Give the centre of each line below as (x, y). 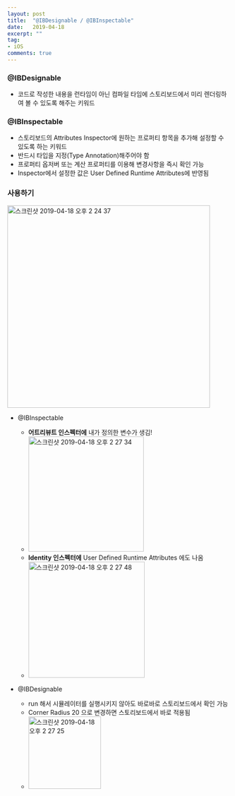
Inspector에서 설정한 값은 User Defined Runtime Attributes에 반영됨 (113, 173)
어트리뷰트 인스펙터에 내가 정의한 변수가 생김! (90, 432)
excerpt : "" (25, 34)
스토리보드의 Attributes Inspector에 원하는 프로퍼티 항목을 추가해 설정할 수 (121, 138)
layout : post (26, 14)
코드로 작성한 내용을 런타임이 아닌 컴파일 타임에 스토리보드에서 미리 (110, 94)
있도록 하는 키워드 (42, 147)
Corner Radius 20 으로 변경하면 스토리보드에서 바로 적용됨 (109, 712)
